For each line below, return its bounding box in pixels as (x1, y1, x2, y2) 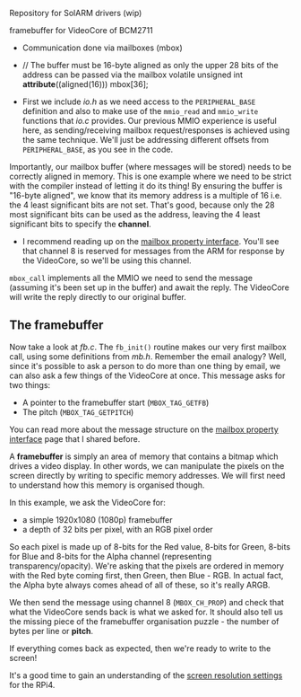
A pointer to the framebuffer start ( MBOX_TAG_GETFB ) (21, 397, 210, 408)
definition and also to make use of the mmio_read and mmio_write (21, 106, 259, 116)
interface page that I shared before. (9, 433, 141, 444)
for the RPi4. (9, 679, 56, 690)
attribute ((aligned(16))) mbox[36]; (21, 79, 149, 89)
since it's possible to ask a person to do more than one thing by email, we (9, 360, 281, 371)
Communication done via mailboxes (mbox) (21, 42, 183, 53)
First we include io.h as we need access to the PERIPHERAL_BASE (21, 96, 256, 107)
